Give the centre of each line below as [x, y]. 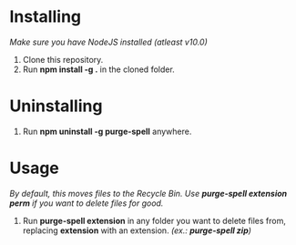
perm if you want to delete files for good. [87, 203]
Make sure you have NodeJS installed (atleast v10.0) [108, 42]
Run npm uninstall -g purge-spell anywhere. [107, 131]
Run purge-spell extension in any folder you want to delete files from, [154, 220]
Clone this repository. [63, 59]
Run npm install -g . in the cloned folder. [98, 69]
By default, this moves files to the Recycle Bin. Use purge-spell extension [148, 193]
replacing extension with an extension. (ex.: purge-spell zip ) [137, 230]
